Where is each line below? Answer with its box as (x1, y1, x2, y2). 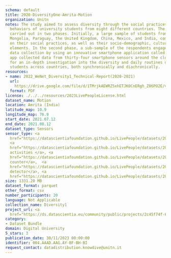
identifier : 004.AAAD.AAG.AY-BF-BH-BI (5, 240, 88, 245)
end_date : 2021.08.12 (5, 121, 51, 127)
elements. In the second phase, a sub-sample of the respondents (10, 45, 152, 51)
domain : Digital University (5, 226, 65, 231)
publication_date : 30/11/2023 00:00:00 (5, 236, 90, 241)
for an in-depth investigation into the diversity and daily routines (10, 60, 163, 65)
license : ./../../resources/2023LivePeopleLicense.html (5, 93, 126, 98)
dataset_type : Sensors (5, 126, 53, 131)
